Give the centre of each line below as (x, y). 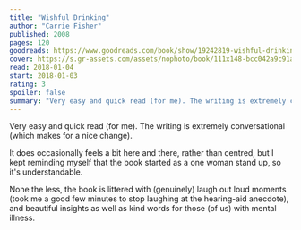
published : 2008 (39, 34)
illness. (22, 218)
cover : (21, 59)
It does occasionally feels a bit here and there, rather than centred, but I (142, 153)
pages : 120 (30, 43)
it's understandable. (46, 172)
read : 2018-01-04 (42, 68)
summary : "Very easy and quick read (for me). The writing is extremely (148, 101)
